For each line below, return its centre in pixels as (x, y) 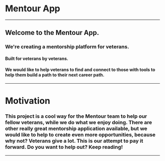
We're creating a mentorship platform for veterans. (67, 47)
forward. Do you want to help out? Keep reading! (64, 147)
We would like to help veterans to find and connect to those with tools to (80, 70)
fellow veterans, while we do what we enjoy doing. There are (79, 123)
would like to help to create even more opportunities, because (80, 135)
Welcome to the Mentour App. (52, 33)
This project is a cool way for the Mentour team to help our (76, 116)
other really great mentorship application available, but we (76, 129)
